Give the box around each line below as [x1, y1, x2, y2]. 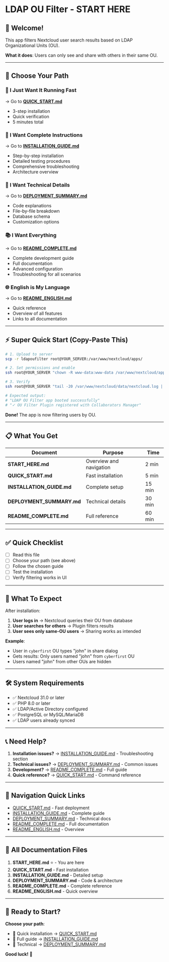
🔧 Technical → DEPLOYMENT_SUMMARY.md [12, 941, 106, 947]
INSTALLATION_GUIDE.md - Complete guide [12, 810, 105, 816]
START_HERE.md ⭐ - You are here [12, 859, 84, 865]
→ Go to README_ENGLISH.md [5, 295, 72, 301]
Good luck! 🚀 [5, 951, 33, 957]
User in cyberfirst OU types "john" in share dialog [12, 648, 118, 654]
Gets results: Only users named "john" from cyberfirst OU [12, 653, 135, 659]
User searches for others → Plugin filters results [12, 623, 114, 629]
